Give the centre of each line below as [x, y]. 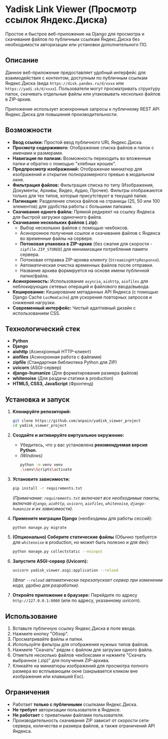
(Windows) [31, 455]
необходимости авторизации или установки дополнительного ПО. [76, 44]
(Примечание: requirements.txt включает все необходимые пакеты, [86, 498]
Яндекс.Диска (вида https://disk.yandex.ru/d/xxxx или [65, 83]
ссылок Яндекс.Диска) [56, 20]
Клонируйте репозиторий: [42, 412]
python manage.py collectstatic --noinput [57, 551]
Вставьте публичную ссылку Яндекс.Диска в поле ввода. [74, 628]
